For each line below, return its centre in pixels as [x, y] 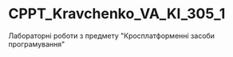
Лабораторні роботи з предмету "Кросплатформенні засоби [112, 36]
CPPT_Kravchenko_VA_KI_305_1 [117, 14]
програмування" [37, 44]
